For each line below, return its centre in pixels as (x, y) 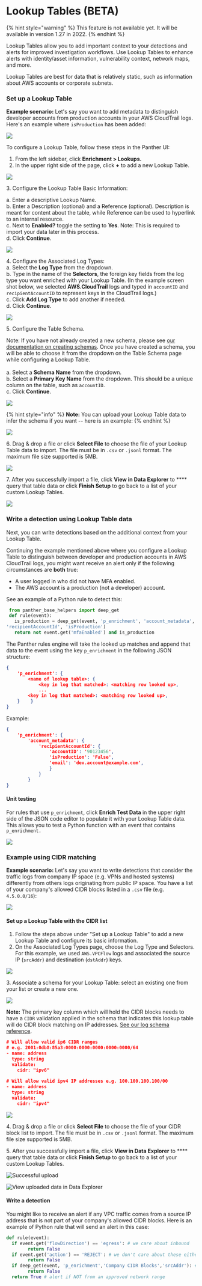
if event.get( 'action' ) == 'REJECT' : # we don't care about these (96, 1255)
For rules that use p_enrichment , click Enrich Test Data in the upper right (96, 812)
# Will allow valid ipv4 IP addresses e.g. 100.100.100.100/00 (87, 1081)
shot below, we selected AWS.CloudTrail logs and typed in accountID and (97, 287)
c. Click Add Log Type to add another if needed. (66, 299)
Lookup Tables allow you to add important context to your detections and (97, 46)
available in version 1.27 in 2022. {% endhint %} (66, 34)
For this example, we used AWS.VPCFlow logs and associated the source (103, 954)
